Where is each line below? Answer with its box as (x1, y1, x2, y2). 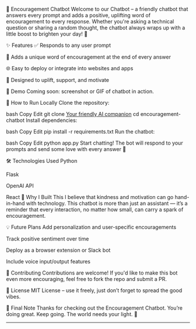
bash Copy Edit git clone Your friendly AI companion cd (6, 111, 139, 117)
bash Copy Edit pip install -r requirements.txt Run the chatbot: (6, 128, 155, 135)
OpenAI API (6, 182, 34, 189)
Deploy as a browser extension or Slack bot (6, 246, 111, 253)
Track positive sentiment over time (6, 235, 89, 242)
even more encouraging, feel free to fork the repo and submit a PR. (6, 276, 167, 282)
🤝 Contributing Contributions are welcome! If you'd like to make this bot (6, 269, 178, 276)
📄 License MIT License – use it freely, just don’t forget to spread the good (6, 287, 183, 294)
